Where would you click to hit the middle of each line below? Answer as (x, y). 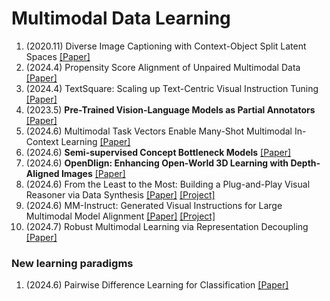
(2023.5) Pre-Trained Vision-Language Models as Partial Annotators (170, 109)
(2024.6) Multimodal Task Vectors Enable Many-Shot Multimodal (159, 131)
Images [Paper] (93, 173)
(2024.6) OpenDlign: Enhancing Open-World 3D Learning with (157, 163)
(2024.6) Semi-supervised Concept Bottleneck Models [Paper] (158, 152)
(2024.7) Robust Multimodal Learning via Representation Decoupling (167, 226)
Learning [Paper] (95, 141)
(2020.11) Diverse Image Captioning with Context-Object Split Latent (166, 46)
